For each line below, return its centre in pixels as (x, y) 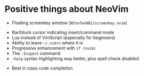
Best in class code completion (42, 68)
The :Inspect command (36, 53)
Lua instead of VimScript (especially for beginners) (63, 38)
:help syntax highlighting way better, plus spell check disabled (75, 58)
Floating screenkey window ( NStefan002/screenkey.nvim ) (70, 23)
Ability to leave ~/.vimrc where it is (47, 42)
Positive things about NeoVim (67, 9)
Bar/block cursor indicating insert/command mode (63, 32)
